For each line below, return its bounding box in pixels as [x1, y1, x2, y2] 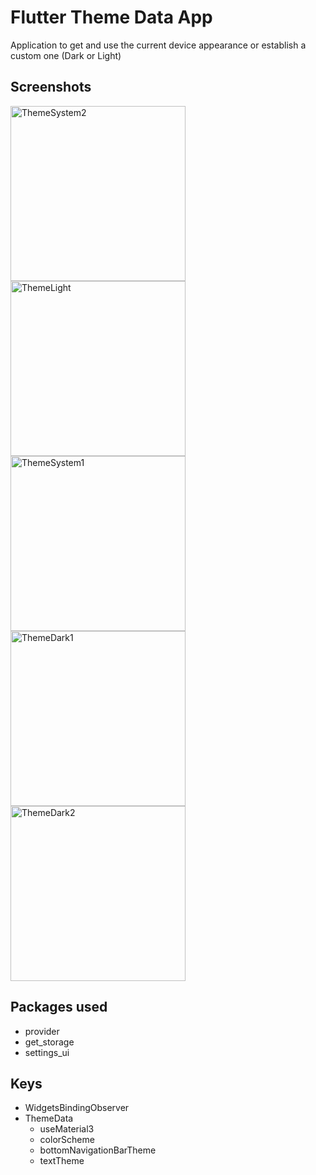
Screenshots [10, 79, 92, 96]
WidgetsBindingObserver [24, 1102, 130, 1114]
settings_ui [24, 1046, 70, 1058]
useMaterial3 [39, 1123, 95, 1135]
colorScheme [39, 1134, 95, 1146]
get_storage [24, 1036, 75, 1048]
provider [24, 1025, 60, 1037]
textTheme [39, 1155, 85, 1167]
